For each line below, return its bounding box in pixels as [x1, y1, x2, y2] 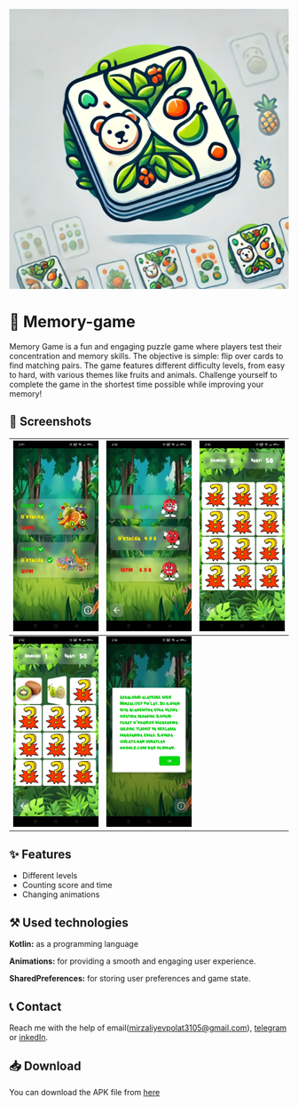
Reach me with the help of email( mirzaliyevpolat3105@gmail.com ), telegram [9, 1022, 287, 1033]
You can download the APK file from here [9, 1086, 161, 1097]
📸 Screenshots [9, 414, 92, 429]
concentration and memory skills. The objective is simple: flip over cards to [9, 350, 284, 361]
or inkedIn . [9, 1032, 49, 1043]
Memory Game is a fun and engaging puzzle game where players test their [9, 341, 282, 351]
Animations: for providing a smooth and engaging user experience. [9, 956, 256, 966]
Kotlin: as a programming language [9, 939, 139, 950]
